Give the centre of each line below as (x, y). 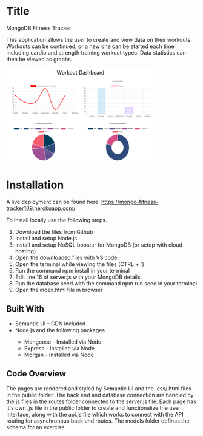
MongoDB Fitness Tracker (39, 28)
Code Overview (36, 374)
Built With (25, 309)
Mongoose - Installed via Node (63, 342)
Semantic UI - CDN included (50, 324)
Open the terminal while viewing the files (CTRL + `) (79, 264)
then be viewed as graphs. (39, 59)
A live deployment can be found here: (53, 202)
